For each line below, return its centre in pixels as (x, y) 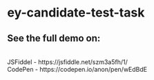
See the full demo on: (54, 38)
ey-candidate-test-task (76, 13)
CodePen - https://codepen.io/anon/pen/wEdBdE (77, 69)
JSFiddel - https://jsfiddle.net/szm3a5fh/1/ (67, 62)
